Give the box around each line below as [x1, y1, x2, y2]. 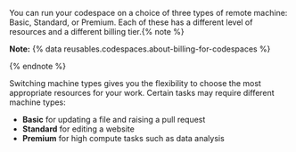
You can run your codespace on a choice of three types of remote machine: [9, 8, 288, 18]
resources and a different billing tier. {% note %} [9, 27, 185, 36]
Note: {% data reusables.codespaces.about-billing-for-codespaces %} [9, 44, 271, 54]
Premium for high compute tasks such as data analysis [21, 133, 225, 143]
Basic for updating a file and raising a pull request [21, 115, 206, 124]
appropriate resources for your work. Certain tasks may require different [9, 88, 275, 98]
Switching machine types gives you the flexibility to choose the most [9, 78, 261, 88]
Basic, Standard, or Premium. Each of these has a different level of [9, 17, 253, 28]
